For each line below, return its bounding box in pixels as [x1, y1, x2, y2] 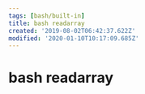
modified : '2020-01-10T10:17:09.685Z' [8, 34, 139, 43]
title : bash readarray [8, 19, 85, 27]
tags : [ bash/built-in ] [8, 11, 85, 20]
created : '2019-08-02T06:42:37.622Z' [8, 27, 136, 35]
